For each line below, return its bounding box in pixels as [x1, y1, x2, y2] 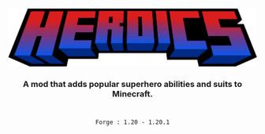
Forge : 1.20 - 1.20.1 [95, 118, 170, 126]
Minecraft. [111, 89, 154, 100]
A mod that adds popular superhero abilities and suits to [22, 79, 243, 90]
